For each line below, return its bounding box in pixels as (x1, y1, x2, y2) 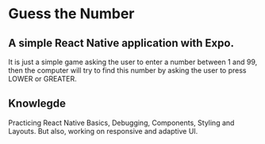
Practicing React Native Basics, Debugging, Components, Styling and (8, 118, 235, 127)
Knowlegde (8, 97, 66, 111)
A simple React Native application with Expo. (8, 36, 234, 50)
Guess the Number (8, 5, 135, 23)
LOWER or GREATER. (8, 74, 77, 83)
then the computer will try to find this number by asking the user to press (8, 66, 247, 75)
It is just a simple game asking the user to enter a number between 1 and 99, (8, 57, 258, 66)
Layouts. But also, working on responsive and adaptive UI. (8, 126, 198, 135)
